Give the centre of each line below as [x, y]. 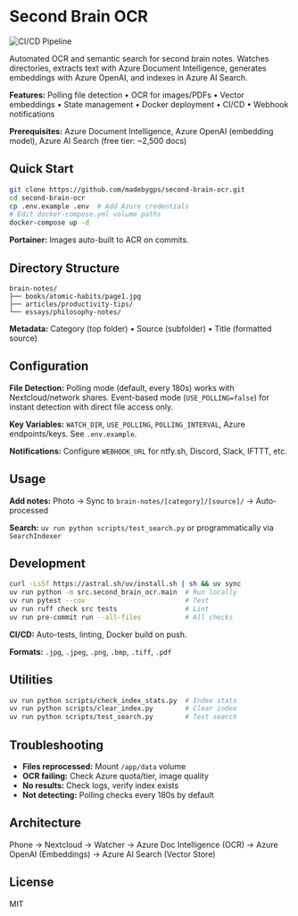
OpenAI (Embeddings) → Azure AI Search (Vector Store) [112, 854]
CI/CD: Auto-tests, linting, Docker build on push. [98, 634]
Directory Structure [65, 268]
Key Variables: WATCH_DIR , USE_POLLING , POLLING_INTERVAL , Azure [127, 424]
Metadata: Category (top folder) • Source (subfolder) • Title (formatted [141, 328]
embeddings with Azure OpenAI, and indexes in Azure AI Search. [128, 77]
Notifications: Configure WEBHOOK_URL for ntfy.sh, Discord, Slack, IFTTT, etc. [149, 451]
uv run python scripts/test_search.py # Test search [124, 717]
